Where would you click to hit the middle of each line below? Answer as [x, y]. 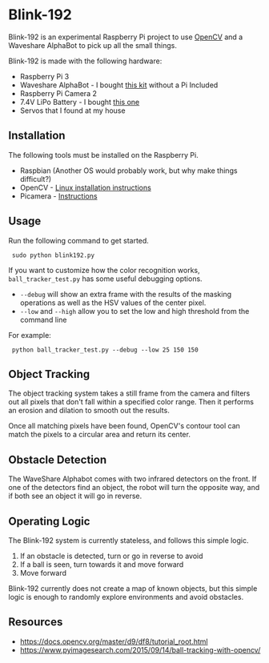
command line [43, 319]
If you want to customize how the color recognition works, [104, 270]
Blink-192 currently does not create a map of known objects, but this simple [133, 589]
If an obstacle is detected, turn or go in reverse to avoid [111, 556]
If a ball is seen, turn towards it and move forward [102, 565]
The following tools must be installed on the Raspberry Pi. [103, 155]
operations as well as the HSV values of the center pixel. [113, 303]
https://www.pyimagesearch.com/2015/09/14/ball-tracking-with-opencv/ [140, 649]
